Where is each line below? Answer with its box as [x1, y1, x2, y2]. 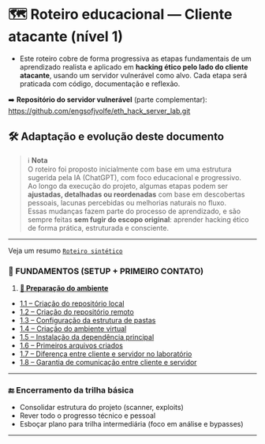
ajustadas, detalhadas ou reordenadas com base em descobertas [27, 190, 245, 199]
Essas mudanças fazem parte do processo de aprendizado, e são [27, 206, 241, 216]
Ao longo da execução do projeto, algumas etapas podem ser [27, 181, 229, 190]
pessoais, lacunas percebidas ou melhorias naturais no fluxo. [27, 198, 227, 207]
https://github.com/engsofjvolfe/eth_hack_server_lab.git [8, 106, 191, 115]
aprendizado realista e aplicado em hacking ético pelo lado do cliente [19, 62, 248, 71]
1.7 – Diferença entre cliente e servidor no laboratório [19, 349, 192, 359]
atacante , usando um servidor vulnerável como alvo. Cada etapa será [19, 70, 247, 80]
